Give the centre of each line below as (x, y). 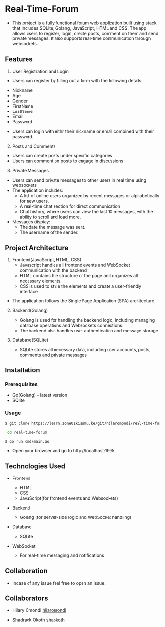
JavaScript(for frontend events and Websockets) (69, 498)
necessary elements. (41, 281)
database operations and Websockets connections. (71, 325)
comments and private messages (53, 355)
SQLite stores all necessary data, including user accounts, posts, (85, 349)
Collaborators (27, 599)
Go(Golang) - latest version (40, 395)
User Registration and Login (40, 71)
